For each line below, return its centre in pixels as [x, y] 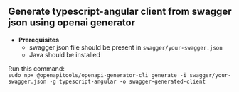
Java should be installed [64, 54]
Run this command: [36, 68]
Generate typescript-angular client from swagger [120, 12]
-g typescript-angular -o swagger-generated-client [127, 81]
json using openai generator [72, 23]
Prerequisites [39, 40]
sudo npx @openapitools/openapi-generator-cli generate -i [97, 75]
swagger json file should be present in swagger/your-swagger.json [126, 47]
